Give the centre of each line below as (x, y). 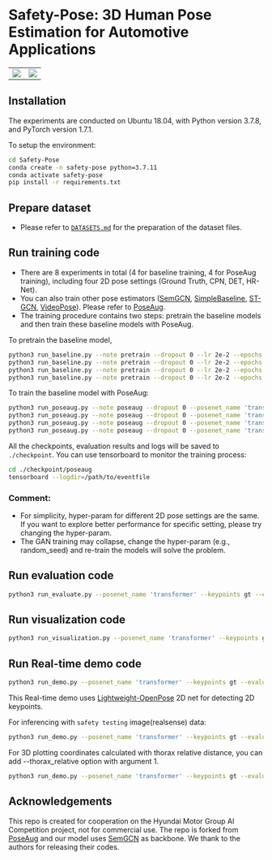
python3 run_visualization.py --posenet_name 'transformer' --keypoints (134, 638)
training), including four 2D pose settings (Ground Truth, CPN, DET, (132, 281)
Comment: (30, 498)
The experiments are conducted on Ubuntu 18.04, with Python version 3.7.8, (135, 120)
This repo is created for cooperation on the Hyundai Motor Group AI (121, 821)
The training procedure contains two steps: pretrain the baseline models (140, 315)
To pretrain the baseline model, (60, 339)
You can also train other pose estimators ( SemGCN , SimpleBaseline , (134, 298)
